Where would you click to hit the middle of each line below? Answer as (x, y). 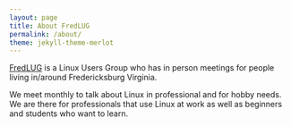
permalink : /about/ (46, 34)
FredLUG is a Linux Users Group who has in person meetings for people (142, 68)
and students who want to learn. (68, 113)
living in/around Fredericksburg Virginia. (83, 78)
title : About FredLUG (50, 26)
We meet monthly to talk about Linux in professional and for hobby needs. (145, 95)
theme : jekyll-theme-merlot (62, 42)
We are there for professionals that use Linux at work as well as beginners (146, 105)
